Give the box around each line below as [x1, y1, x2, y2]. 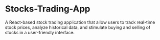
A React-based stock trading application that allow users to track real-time [5, 19, 155, 25]
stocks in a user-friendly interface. [5, 29, 75, 35]
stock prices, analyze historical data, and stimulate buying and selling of [5, 24, 151, 30]
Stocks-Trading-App [5, 3, 91, 14]
